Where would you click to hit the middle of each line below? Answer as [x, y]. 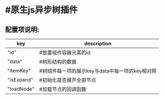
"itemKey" [19, 70]
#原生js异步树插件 [41, 10]
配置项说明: [22, 30]
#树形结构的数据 [58, 62]
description [98, 43]
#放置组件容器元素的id [65, 53]
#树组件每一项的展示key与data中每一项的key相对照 [98, 71]
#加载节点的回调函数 [62, 89]
